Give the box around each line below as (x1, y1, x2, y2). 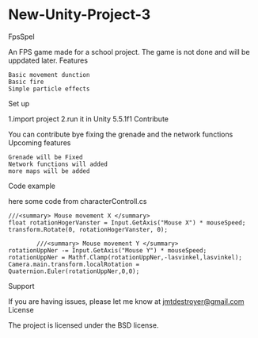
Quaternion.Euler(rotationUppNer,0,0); (8, 267, 140, 275)
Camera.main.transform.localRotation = (8, 260, 140, 268)
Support (8, 281, 35, 290)
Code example (8, 181, 56, 190)
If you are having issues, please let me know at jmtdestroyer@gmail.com (8, 296, 245, 306)
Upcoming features (8, 137, 71, 148)
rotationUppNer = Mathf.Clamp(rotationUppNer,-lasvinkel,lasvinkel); (8, 253, 243, 261)
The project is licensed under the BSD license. (8, 320, 159, 330)
